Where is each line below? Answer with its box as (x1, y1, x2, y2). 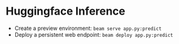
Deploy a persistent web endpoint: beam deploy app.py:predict (14, 31, 174, 38)
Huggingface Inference (5, 4, 125, 18)
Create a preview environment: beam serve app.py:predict (14, 24, 162, 32)
